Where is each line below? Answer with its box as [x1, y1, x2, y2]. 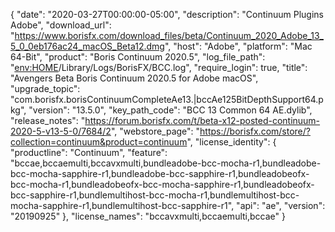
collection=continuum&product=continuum [10, 136, 188, 148]
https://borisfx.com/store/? [199, 125, 311, 137]
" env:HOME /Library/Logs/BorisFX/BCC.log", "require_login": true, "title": [10, 62, 308, 73]
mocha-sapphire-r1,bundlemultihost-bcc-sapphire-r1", [10, 200, 235, 211]
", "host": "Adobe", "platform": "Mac [164, 40, 313, 52]
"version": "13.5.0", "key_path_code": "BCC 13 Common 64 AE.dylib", [28, 104, 313, 116]
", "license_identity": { [186, 136, 277, 148]
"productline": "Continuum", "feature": [10, 147, 168, 158]
